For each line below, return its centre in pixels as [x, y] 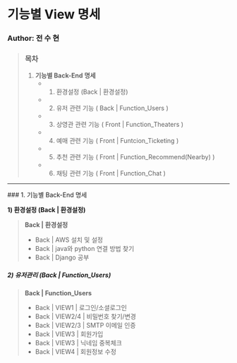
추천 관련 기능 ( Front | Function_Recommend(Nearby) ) [135, 157]
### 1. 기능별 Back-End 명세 [47, 195]
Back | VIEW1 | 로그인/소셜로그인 [81, 308]
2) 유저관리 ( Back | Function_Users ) [59, 275]
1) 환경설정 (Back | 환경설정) [47, 210]
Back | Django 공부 [62, 257]
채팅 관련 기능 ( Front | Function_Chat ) [111, 173]
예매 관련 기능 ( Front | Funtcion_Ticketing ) [117, 141]
